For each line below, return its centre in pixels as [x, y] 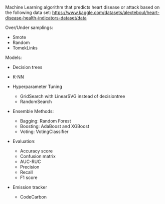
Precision [30, 167]
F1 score [29, 177]
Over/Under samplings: [29, 27]
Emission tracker [30, 187]
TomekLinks [25, 48]
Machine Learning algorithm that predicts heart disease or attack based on [82, 7]
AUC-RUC [30, 161]
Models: [14, 57]
